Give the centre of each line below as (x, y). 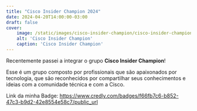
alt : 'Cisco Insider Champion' (55, 39)
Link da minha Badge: (32, 96)
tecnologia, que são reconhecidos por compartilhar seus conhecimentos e (96, 78)
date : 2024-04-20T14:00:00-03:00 (47, 17)
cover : (14, 28)
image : (25, 33)
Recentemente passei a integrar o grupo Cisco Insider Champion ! (86, 60)
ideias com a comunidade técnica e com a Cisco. (65, 84)
